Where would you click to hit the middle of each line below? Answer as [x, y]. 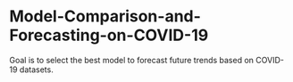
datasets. [36, 70]
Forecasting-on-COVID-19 [109, 35]
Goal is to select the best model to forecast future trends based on [132, 60]
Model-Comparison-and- [105, 16]
